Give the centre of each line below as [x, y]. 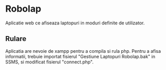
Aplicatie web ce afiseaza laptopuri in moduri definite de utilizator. [75, 23]
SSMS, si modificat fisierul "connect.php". [49, 62]
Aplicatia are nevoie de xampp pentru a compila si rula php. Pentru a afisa [83, 51]
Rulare [16, 39]
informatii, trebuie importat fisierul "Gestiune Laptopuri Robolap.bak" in [80, 56]
